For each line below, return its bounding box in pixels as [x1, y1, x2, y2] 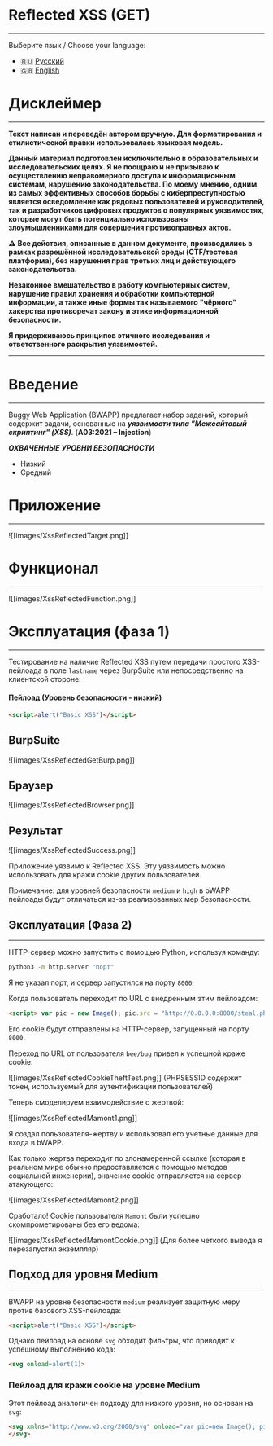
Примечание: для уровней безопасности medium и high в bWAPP [8, 886, 230, 895]
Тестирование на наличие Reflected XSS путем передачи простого [8, 657, 241, 666]
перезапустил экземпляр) [8, 1244, 99, 1254]
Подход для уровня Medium [8, 1268, 158, 1281]
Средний [19, 467, 52, 477]
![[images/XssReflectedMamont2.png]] [8, 1195, 140, 1205]
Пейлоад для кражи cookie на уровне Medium [8, 1379, 201, 1391]
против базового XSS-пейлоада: [8, 1305, 122, 1315]
